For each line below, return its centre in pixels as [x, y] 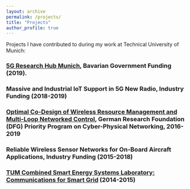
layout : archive [26, 11]
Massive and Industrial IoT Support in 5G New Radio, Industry [95, 89]
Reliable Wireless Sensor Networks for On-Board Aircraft [89, 149]
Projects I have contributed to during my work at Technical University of [93, 44]
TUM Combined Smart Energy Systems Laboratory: [80, 172]
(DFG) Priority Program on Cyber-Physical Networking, [86, 126]
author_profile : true [32, 28]
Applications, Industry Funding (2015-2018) [70, 157]
